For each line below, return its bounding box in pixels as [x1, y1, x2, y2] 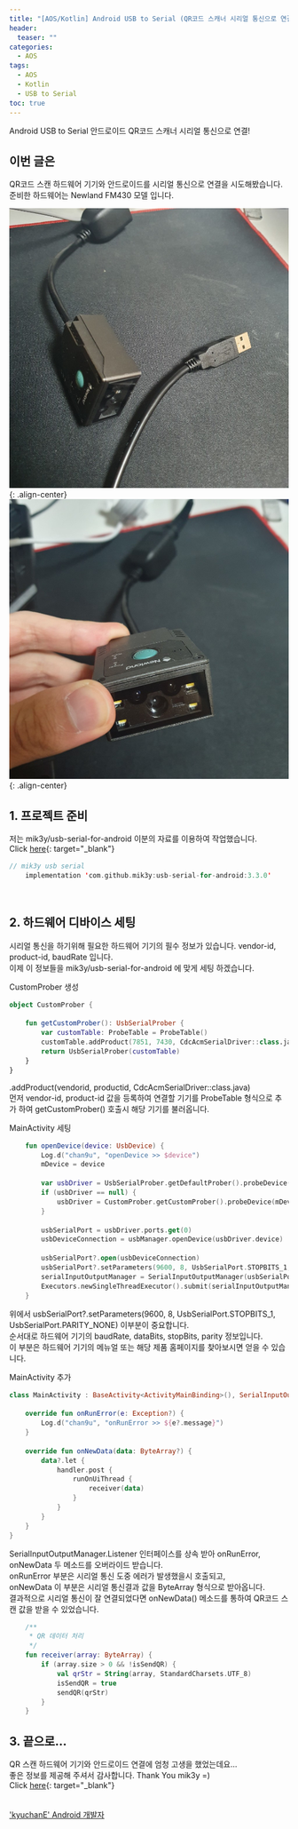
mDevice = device [41, 1160, 105, 1169]
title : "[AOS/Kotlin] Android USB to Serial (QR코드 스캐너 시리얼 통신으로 [9, 14, 278, 23]
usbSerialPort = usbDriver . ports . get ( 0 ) [41, 1226, 192, 1235]
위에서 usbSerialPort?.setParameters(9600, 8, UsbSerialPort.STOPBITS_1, [9, 1308, 277, 1319]
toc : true [9, 99, 46, 107]
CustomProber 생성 [9, 982, 80, 992]
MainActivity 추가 [9, 1372, 72, 1382]
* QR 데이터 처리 [28, 1632, 84, 1641]
